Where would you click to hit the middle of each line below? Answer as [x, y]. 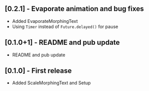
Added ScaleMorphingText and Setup [51, 83]
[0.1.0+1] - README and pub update [62, 42]
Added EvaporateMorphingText [45, 21]
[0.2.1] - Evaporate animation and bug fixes [74, 9]
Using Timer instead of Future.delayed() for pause [65, 26]
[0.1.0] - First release [38, 71]
